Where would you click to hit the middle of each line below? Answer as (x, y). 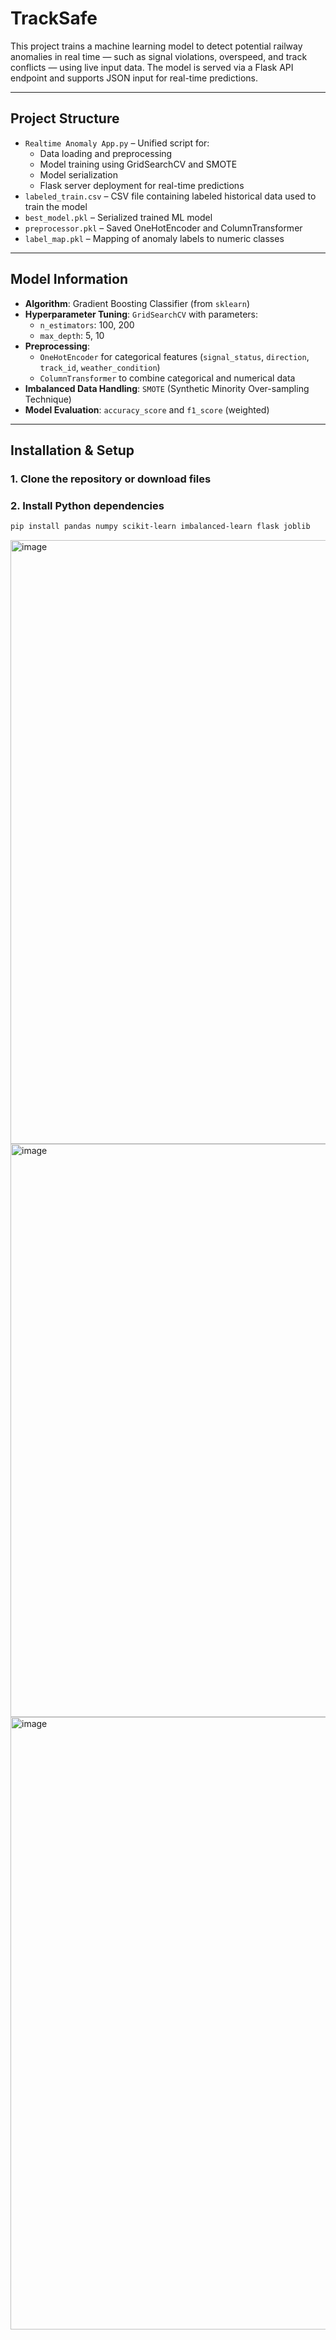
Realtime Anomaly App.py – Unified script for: (117, 143)
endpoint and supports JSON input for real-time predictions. (134, 78)
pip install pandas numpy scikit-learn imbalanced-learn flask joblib (160, 527)
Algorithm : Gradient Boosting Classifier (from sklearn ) (137, 303)
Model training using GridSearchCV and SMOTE (138, 164)
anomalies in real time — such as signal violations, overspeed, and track (159, 56)
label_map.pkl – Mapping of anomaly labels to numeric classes (154, 238)
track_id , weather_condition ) (100, 367)
